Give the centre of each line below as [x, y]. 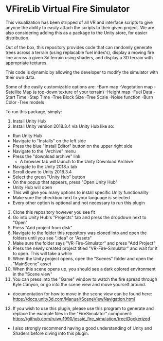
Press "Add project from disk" [42, 227]
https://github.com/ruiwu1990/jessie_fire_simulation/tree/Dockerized [81, 319]
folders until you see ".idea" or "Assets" [52, 238]
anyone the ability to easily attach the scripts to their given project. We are [80, 27]
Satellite [14, 92]
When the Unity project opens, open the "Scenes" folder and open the [83, 258]
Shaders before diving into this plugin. [51, 333]
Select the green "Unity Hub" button [49, 177]
